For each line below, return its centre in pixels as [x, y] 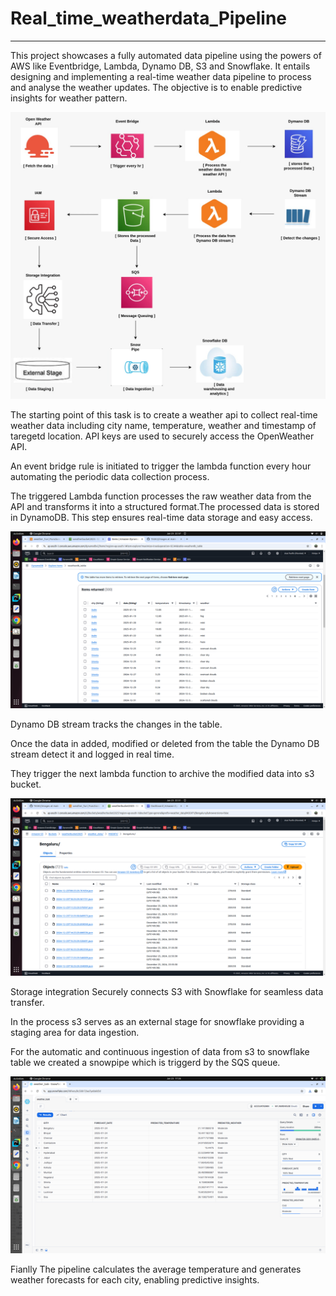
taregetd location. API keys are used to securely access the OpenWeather [162, 436]
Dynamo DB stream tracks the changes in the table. [116, 724]
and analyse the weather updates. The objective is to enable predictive [156, 87]
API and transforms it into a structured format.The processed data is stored [165, 506]
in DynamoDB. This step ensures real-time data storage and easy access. [161, 517]
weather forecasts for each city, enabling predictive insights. [135, 1280]
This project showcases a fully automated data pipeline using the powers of [166, 55]
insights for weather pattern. [69, 98]
